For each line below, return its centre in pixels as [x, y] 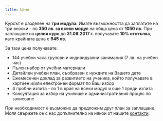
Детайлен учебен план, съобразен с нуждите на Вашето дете [76, 73]
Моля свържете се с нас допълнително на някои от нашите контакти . [77, 113]
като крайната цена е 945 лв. [36, 39]
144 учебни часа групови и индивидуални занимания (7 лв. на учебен [85, 57]
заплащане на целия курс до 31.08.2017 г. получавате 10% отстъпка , [78, 33]
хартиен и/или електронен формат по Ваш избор [63, 83]
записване [23, 98]
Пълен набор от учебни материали [48, 68]
